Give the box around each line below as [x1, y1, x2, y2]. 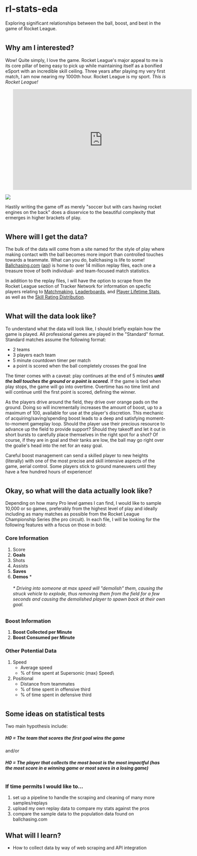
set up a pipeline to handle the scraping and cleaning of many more [12, 795, 155, 801]
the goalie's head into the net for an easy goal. [5, 442, 103, 448]
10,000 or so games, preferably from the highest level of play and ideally [5, 505, 158, 512]
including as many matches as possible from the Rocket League [5, 511, 140, 517]
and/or [5, 748, 19, 754]
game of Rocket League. [5, 25, 57, 31]
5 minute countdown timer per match [12, 357, 91, 363]
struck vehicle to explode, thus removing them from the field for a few [12, 591, 160, 597]
